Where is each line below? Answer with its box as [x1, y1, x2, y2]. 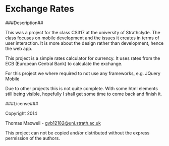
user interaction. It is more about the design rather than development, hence [5, 40, 164, 46]
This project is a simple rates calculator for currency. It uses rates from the [5, 55, 160, 61]
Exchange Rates [5, 3, 75, 15]
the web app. [5, 45, 33, 51]
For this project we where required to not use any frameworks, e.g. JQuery [5, 70, 160, 76]
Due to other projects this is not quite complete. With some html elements [5, 85, 158, 91]
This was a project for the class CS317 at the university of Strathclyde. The [5, 29, 160, 35]
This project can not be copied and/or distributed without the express [5, 129, 150, 136]
